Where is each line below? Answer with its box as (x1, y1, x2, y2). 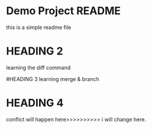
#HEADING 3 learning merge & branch (6, 75, 99, 82)
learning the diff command (6, 64, 71, 71)
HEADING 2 (6, 44, 63, 58)
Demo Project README (6, 4, 121, 18)
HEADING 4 (6, 96, 64, 110)
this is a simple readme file (6, 24, 72, 31)
